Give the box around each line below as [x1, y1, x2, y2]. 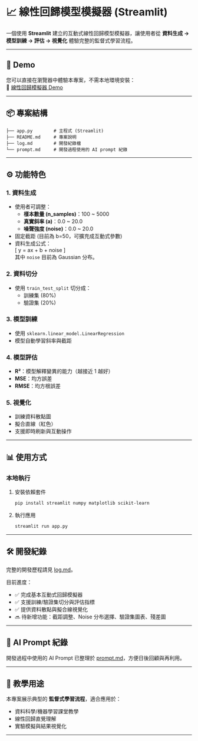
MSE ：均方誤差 [14, 375, 52, 382]
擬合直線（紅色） [14, 421, 57, 428]
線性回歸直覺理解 [14, 715, 57, 722]
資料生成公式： [14, 240, 51, 247]
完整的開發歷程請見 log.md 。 [6, 566, 77, 573]
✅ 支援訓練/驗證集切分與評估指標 [14, 598, 95, 606]
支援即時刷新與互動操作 [14, 428, 72, 435]
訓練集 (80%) [23, 292, 56, 299]
